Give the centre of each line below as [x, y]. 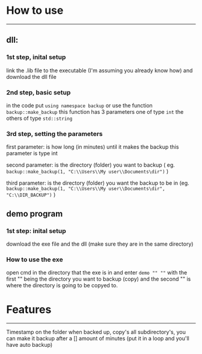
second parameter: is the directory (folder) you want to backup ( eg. [91, 165]
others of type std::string [39, 118]
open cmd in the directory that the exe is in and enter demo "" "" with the [97, 273]
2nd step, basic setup [38, 92]
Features [29, 310]
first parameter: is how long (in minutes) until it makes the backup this [93, 147]
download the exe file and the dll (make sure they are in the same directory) [100, 244]
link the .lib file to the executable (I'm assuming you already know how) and [99, 70]
